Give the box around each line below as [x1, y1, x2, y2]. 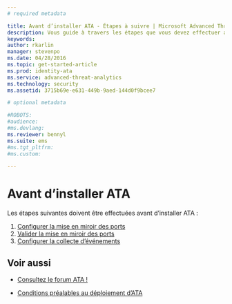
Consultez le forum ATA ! [17, 276, 88, 283]
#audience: [7, 118, 39, 125]
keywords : [7, 35, 36, 42]
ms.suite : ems [7, 137, 48, 144]
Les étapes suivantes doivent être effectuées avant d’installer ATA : [7, 209, 199, 218]
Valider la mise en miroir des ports [17, 229, 115, 238]
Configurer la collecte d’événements [17, 237, 121, 245]
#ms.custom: [7, 150, 41, 158]
